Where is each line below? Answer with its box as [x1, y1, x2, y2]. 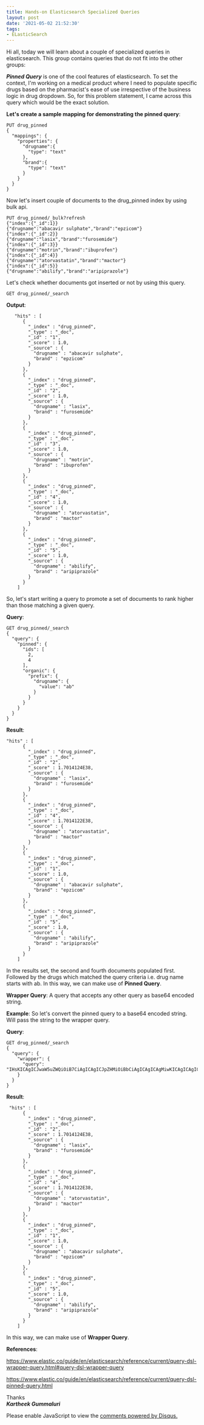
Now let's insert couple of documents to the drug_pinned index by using [6, 197, 187, 204]
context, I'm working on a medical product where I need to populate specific [6, 80, 197, 87]
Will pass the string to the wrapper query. [6, 1016, 110, 1024]
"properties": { [17, 138, 59, 145]
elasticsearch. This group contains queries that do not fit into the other [6, 55, 183, 62]
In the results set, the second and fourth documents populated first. [6, 967, 176, 974]
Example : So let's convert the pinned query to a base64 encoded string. [6, 1010, 188, 1018]
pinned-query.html [6, 1382, 53, 1390]
